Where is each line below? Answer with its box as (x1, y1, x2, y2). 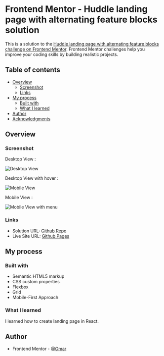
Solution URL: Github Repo (12, 228, 67, 234)
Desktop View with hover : (5, 175, 59, 181)
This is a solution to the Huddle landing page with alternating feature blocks (5, 41, 159, 47)
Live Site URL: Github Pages (12, 233, 70, 239)
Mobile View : (5, 195, 33, 201)
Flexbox (12, 284, 29, 290)
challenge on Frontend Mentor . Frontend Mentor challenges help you (5, 46, 145, 52)
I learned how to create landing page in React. (5, 318, 99, 324)
